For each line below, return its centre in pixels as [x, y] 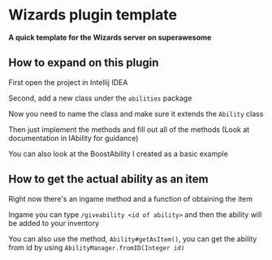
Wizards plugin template [93, 15]
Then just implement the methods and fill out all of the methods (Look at [129, 129]
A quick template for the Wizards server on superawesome [110, 37]
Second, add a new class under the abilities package [100, 98]
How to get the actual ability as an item [108, 179]
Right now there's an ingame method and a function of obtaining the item [131, 198]
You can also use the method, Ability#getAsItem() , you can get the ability [133, 239]
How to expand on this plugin [84, 63]
